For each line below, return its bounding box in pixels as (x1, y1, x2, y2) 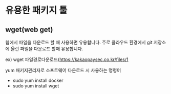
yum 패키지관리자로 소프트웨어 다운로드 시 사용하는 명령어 (5, 67, 121, 73)
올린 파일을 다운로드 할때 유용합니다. (10, 46, 83, 51)
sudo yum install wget (12, 83, 59, 89)
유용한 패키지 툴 (5, 5, 68, 16)
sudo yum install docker (12, 77, 63, 83)
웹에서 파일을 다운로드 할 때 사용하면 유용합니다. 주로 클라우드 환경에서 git (5, 39, 153, 45)
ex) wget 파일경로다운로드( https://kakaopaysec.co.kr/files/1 (5, 56, 129, 62)
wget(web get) (5, 25, 53, 34)
